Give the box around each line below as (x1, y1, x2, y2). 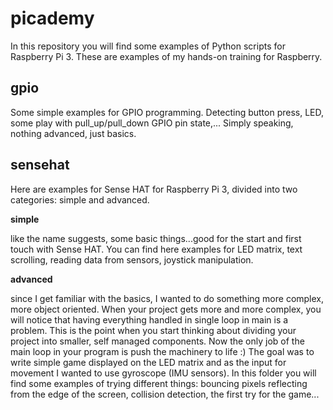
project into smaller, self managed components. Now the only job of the (10, 335, 305, 347)
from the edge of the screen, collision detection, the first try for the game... (10, 388, 320, 400)
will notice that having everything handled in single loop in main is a (10, 313, 289, 326)
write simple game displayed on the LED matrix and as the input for (10, 356, 287, 368)
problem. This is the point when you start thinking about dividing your (10, 324, 297, 336)
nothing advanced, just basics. (10, 127, 137, 139)
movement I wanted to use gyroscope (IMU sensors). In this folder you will (10, 367, 317, 379)
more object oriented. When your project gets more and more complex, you (10, 303, 322, 315)
